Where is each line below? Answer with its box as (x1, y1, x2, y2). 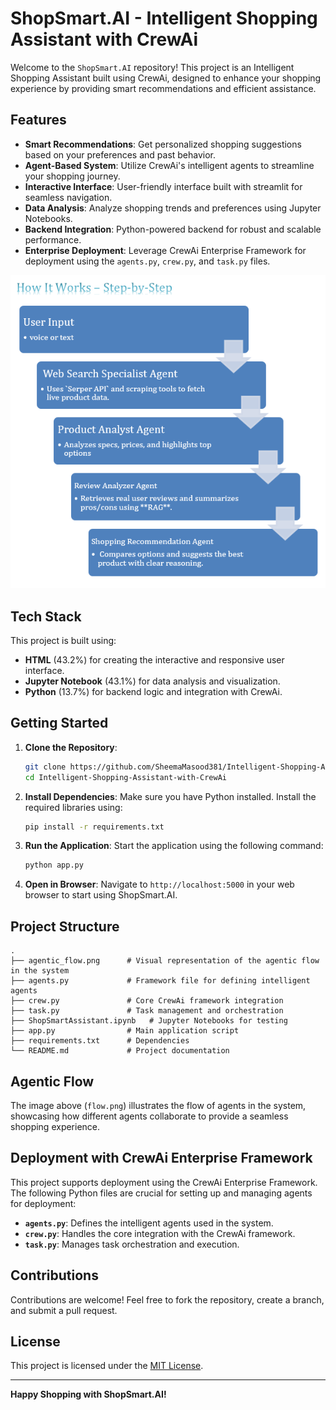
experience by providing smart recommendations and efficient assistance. (10, 82, 317, 94)
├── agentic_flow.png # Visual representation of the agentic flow (10, 956, 320, 966)
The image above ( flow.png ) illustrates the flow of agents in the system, (10, 1099, 307, 1111)
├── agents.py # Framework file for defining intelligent (10, 976, 311, 986)
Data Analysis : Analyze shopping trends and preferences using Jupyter (24, 202, 322, 214)
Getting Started (10, 715, 109, 732)
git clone (24, 762, 67, 772)
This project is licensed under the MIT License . (10, 1360, 204, 1372)
